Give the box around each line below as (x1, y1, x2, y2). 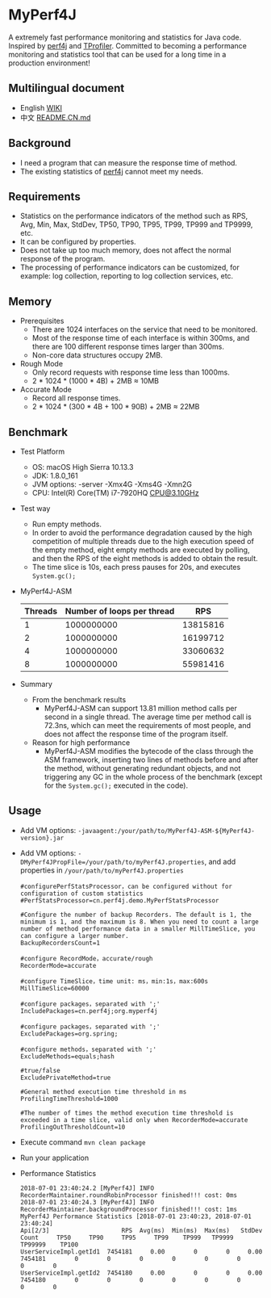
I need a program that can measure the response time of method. (19, 157, 238, 167)
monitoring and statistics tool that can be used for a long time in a (8, 49, 227, 59)
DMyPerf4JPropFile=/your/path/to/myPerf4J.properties (19, 858, 205, 866)
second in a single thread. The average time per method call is (44, 712, 252, 722)
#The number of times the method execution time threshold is (19, 1108, 234, 1117)
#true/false (19, 1066, 60, 1074)
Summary (19, 680, 52, 689)
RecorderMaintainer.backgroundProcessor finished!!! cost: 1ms (19, 1205, 238, 1213)
